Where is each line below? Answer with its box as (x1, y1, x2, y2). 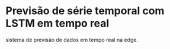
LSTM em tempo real (5, 17, 110, 30)
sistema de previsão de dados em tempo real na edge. (5, 36, 139, 43)
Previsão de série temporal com (5, 4, 165, 18)
